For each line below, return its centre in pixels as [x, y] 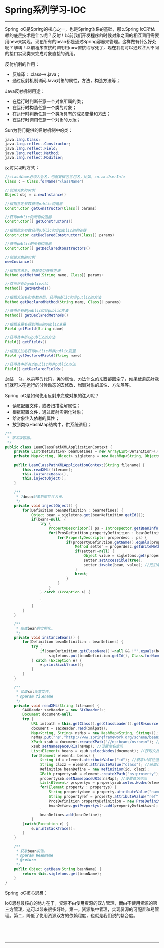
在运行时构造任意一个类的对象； [44, 107]
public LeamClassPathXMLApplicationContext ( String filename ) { [80, 465]
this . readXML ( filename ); [48, 470]
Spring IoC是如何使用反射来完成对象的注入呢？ [52, 395]
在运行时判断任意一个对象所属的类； [49, 101]
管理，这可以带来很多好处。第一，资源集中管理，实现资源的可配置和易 [84, 909]
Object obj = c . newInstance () [36, 195]
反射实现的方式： [22, 167]
